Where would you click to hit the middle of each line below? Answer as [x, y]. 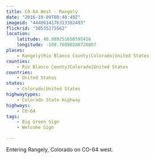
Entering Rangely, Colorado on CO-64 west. [60, 150]
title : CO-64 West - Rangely [42, 12]
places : [16, 50]
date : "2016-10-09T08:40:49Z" [43, 17]
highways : [18, 105]
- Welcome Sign [35, 128]
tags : [13, 116]
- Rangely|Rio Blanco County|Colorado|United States [83, 56]
